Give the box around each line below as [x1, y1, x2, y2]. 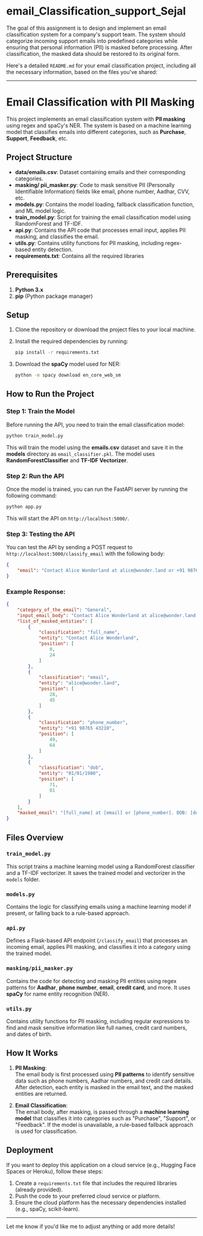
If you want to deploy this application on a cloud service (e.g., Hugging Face [6, 1161, 196, 1169]
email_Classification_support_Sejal [6, 4, 186, 18]
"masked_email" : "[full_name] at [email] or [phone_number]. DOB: [17, 810, 188, 816]
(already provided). [14, 1186, 63, 1193]
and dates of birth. [6, 1030, 53, 1038]
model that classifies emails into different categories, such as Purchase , [6, 128, 186, 135]
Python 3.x [14, 286, 43, 293]
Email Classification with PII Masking [6, 95, 195, 109]
